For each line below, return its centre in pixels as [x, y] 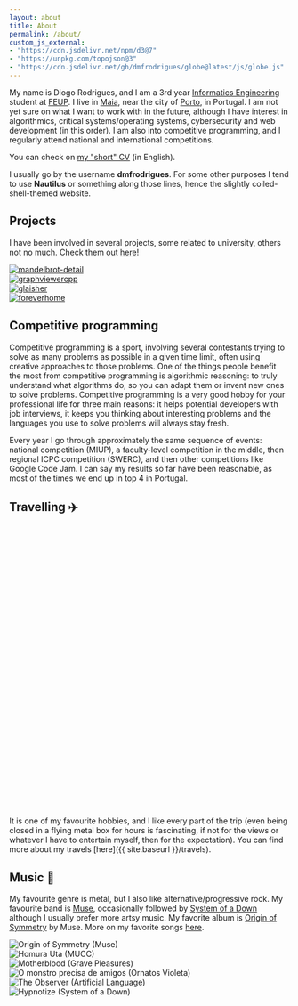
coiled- [265, 183]
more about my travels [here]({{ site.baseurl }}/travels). [110, 849]
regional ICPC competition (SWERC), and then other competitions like [137, 458]
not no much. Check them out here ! [74, 252]
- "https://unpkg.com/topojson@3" [73, 59]
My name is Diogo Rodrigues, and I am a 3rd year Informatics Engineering [145, 92]
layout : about [36, 17]
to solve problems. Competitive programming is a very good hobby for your [147, 394]
